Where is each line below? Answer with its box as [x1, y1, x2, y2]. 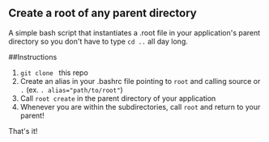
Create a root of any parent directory [8, 6, 197, 20]
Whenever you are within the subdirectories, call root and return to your [19, 102, 261, 111]
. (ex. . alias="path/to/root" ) [19, 85, 123, 94]
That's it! [8, 126, 38, 136]
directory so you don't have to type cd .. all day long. [8, 36, 189, 46]
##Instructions [8, 52, 58, 61]
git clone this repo [19, 68, 89, 77]
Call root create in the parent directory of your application [19, 93, 216, 103]
